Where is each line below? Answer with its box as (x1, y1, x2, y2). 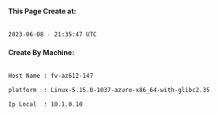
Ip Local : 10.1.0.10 (8, 101, 83, 109)
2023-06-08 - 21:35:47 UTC (8, 31, 97, 39)
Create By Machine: (8, 47, 75, 57)
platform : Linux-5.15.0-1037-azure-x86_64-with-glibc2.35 (8, 87, 211, 95)
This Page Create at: (8, 6, 77, 16)
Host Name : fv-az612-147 (8, 72, 93, 80)
